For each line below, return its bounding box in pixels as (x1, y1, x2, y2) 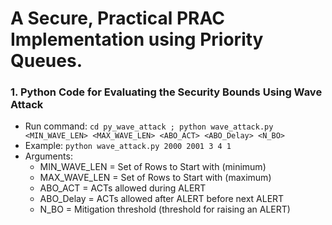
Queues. (10, 50, 83, 72)
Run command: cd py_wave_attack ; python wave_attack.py (24, 120, 274, 132)
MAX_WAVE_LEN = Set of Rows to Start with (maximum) (39, 172, 272, 184)
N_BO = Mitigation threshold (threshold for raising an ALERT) (39, 203, 291, 216)
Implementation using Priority (10, 28, 264, 51)
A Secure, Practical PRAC (10, 7, 225, 30)
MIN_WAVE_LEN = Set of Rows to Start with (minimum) (39, 161, 267, 173)
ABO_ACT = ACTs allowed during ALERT (39, 182, 207, 194)
